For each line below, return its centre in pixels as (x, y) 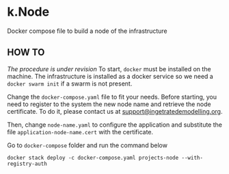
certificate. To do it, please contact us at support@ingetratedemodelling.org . (115, 111)
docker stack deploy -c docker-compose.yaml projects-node (93, 158)
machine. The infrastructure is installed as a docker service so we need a (110, 76)
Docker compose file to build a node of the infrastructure (87, 31)
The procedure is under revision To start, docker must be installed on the (109, 69)
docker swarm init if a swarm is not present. (70, 84)
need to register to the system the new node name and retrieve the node (109, 104)
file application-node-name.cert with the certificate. (80, 132)
